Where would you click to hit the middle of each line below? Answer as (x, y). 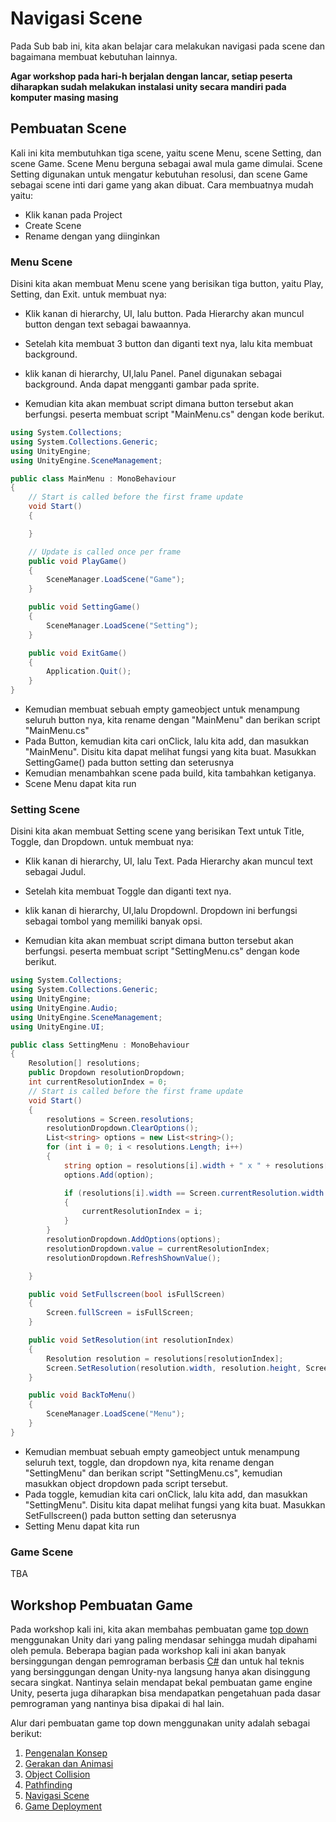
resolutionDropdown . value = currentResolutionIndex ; (158, 1248)
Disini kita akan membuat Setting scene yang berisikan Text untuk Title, (157, 831)
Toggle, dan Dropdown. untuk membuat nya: (102, 842)
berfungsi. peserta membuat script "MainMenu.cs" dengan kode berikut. (174, 414)
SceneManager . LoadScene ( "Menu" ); (116, 1414)
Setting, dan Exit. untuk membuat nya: (88, 294)
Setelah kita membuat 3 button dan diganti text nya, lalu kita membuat (168, 344)
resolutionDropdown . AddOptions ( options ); (134, 1240)
